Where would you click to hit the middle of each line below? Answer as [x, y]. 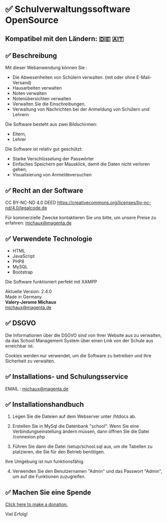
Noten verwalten [29, 93]
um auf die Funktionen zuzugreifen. [49, 476]
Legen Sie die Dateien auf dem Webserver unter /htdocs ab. [74, 416]
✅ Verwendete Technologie [49, 239]
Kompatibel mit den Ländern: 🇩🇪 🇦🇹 [64, 39]
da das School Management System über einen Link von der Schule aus [79, 340]
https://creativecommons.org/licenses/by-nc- [104, 203]
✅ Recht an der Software [44, 191]
